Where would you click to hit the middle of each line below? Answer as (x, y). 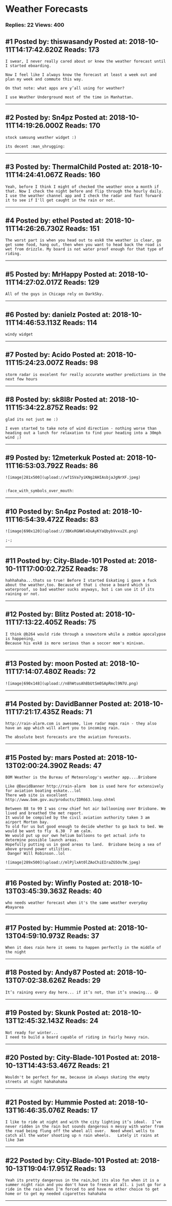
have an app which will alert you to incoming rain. (63, 728)
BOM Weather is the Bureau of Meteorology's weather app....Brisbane (81, 777)
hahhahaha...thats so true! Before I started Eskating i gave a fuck (81, 581)
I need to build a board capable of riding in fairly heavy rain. (78, 1037)
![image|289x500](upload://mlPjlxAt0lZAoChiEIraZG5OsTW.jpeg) (73, 863)
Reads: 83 (82, 520)
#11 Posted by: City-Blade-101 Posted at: (71, 560)
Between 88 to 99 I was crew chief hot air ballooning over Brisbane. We (86, 809)
